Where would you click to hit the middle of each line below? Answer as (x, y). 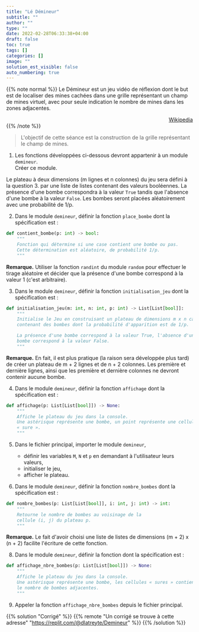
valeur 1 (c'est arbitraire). (36, 279)
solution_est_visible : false (42, 67)
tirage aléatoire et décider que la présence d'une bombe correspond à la (95, 273)
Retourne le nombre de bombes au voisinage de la (79, 514)
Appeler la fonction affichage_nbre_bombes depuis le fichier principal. (99, 605)
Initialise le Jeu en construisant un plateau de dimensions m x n (102, 319)
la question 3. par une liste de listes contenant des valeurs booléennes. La (97, 186)
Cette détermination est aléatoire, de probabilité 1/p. (89, 250)
